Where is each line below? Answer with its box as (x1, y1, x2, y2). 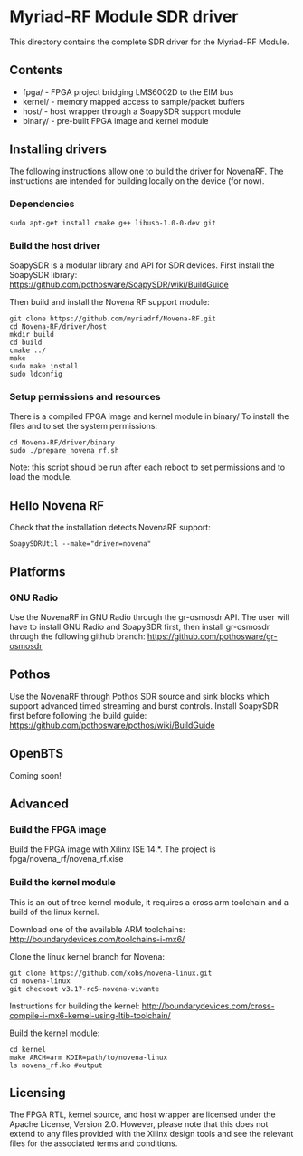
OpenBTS (9, 746, 64, 761)
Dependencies (9, 197, 75, 210)
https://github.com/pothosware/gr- (147, 631, 278, 642)
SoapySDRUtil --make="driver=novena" (9, 540, 152, 549)
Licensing (9, 1084, 66, 1101)
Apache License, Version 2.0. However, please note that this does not (9, 1119, 269, 1130)
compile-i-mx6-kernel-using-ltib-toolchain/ (9, 1009, 172, 1020)
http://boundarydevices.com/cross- (141, 1000, 275, 1011)
